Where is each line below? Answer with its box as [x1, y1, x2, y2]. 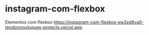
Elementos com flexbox [5, 19, 53, 25]
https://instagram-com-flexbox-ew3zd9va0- [53, 19, 144, 25]
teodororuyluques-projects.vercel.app [5, 24, 83, 30]
